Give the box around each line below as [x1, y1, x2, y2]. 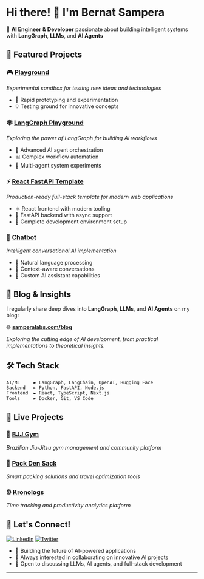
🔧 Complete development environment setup [15, 218, 127, 225]
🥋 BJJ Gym [6, 430, 39, 439]
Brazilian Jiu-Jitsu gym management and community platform [6, 444, 162, 451]
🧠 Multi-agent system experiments [15, 161, 102, 169]
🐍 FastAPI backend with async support [15, 212, 112, 219]
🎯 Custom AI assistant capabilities [15, 271, 100, 279]
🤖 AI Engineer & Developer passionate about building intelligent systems [6, 25, 188, 33]
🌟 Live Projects [6, 412, 64, 422]
